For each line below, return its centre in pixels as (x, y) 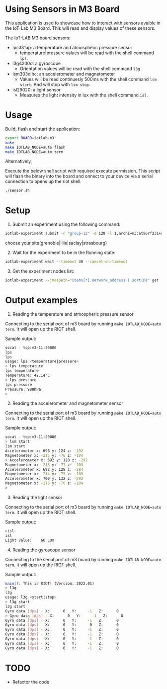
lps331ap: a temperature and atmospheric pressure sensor (72, 47)
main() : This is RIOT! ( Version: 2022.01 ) (50, 583)
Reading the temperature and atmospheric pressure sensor (73, 314)
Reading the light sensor (37, 497)
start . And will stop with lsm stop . (55, 84)
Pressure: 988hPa (23, 389)
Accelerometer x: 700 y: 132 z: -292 (44, 479)
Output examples (42, 300)
